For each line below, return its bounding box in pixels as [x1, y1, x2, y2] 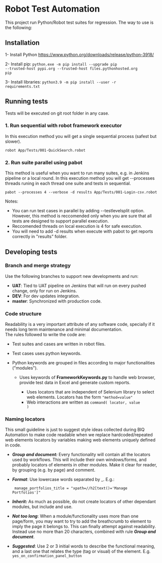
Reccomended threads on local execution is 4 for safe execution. [12, 223, 142, 229]
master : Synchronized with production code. [12, 298, 102, 304]
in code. [5, 442, 21, 448]
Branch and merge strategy [5, 262, 71, 269]
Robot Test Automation [5, 3, 100, 15]
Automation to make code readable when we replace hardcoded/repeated [5, 432, 153, 438]
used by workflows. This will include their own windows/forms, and [12, 457, 147, 462]
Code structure [5, 310, 42, 317]
